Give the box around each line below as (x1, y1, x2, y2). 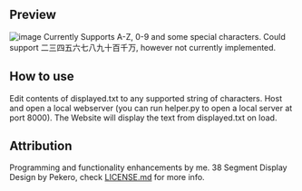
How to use (9, 69, 74, 84)
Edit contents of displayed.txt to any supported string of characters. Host (9, 92, 283, 103)
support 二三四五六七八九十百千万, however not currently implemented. (9, 42, 277, 53)
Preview (9, 7, 57, 23)
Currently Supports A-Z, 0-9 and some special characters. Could (44, 31, 286, 42)
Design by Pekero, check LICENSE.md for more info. (9, 172, 206, 183)
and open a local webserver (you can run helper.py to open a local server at (9, 102, 293, 113)
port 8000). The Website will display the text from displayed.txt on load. (9, 112, 278, 123)
